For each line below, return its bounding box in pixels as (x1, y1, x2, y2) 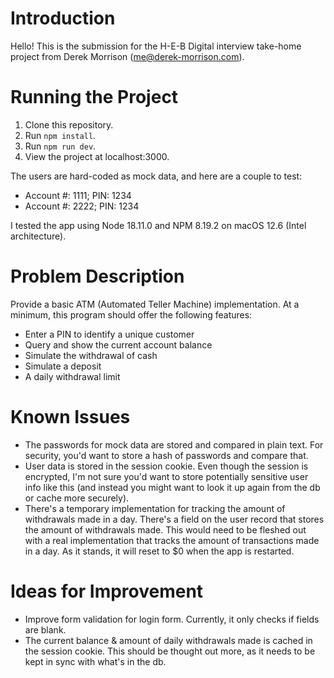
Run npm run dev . (24, 140, 97, 152)
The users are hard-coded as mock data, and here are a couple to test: (10, 170, 303, 182)
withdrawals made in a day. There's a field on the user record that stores (24, 513, 325, 525)
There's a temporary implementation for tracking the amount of (24, 502, 286, 514)
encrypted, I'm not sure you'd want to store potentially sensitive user (24, 470, 309, 482)
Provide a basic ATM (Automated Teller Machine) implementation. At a (10, 298, 300, 310)
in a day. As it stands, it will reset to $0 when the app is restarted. (24, 545, 295, 557)
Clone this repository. (24, 118, 114, 131)
